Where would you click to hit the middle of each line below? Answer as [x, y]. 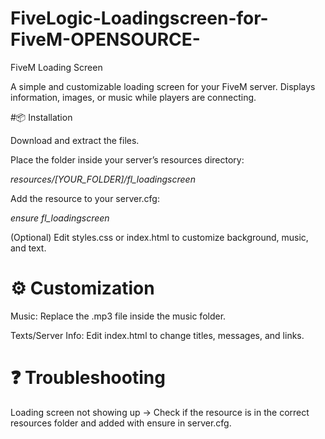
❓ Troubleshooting [88, 378]
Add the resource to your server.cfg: [85, 198]
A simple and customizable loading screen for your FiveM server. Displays [163, 86]
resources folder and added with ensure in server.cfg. [121, 423]
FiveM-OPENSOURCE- [105, 39]
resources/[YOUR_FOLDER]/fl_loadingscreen [103, 179]
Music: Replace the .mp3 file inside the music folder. [118, 316]
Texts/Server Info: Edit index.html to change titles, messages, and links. [157, 335]
